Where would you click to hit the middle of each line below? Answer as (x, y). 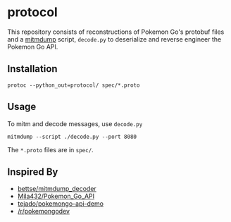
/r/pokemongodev (44, 211)
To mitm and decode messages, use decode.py (75, 123)
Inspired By (33, 172)
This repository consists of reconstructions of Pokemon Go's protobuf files (116, 32)
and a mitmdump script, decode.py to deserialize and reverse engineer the (114, 39)
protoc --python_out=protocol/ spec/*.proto (74, 85)
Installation (32, 69)
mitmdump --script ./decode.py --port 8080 (72, 137)
